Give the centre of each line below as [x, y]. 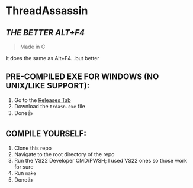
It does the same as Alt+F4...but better [53, 58]
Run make [25, 173]
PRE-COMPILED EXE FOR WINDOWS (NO [82, 77]
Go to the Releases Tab [43, 100]
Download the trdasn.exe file [49, 106]
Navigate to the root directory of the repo [64, 154]
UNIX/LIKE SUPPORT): [48, 86]
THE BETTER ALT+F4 [45, 33]
